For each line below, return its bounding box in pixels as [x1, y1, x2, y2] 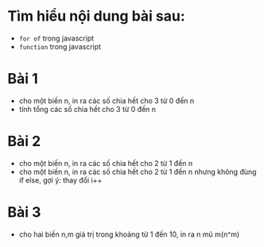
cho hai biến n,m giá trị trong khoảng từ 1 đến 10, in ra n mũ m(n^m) [18, 230, 240, 239]
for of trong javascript [18, 33, 95, 43]
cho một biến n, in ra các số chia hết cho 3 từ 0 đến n [18, 95, 195, 106]
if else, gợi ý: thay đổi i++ [18, 175, 103, 185]
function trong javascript [18, 41, 101, 51]
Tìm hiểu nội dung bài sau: [7, 7, 185, 25]
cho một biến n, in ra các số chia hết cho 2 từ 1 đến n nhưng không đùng [18, 167, 257, 176]
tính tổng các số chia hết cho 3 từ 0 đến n [18, 104, 157, 114]
